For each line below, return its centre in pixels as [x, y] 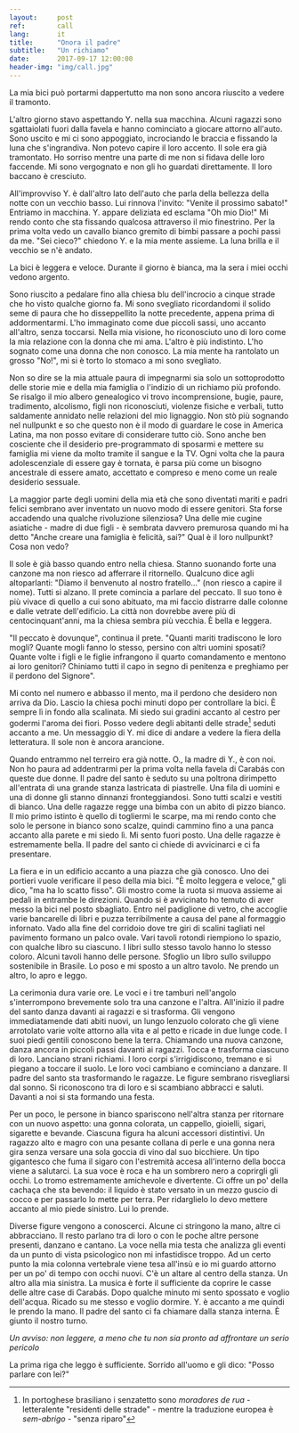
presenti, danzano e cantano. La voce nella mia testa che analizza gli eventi [148, 1245]
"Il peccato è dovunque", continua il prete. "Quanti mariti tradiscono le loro [145, 637]
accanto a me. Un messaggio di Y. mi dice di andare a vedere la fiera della [145, 733]
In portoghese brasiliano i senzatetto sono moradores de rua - [136, 1399]
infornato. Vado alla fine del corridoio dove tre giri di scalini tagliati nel [137, 928]
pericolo [24, 1347]
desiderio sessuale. [45, 481]
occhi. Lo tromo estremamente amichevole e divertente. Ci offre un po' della [149, 1180]
